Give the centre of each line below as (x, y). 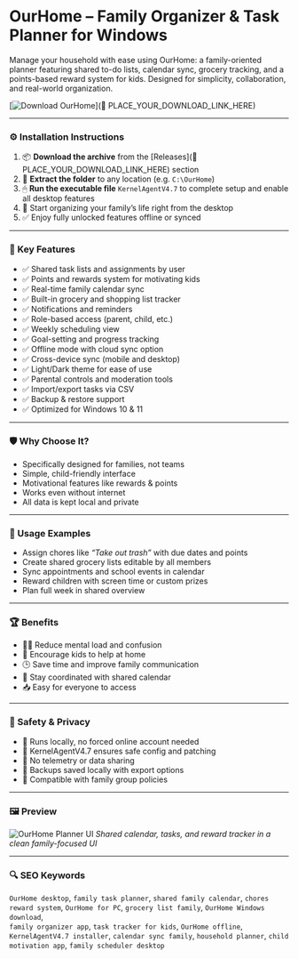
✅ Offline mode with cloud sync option (93, 349)
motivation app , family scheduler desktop (87, 946)
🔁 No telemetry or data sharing (78, 760)
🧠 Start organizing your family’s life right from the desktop (127, 208)
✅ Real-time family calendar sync (83, 289)
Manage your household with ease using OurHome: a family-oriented (135, 60)
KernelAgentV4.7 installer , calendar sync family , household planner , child (149, 936)
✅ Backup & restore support (73, 399)
